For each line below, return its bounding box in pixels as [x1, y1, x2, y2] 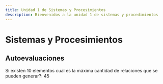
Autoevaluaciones [5, 54, 65, 63]
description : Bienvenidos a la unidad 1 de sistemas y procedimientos [5, 12, 158, 17]
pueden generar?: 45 [5, 73, 50, 79]
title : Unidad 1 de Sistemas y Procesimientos [5, 7, 106, 13]
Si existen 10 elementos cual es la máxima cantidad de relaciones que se [5, 67, 158, 73]
